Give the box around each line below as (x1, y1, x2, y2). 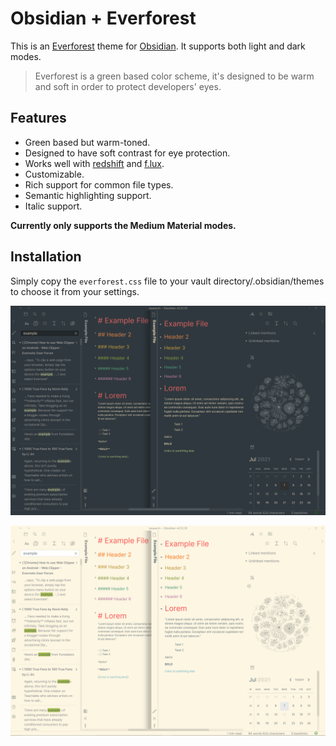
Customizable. (24, 168, 85, 180)
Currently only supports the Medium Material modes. (10, 219, 237, 231)
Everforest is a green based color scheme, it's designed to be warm (34, 70, 315, 82)
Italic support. (24, 200, 83, 212)
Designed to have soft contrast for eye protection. (24, 147, 231, 159)
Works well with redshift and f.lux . (24, 157, 165, 169)
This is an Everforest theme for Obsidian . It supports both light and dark (10, 40, 306, 52)
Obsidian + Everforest (10, 7, 197, 30)
